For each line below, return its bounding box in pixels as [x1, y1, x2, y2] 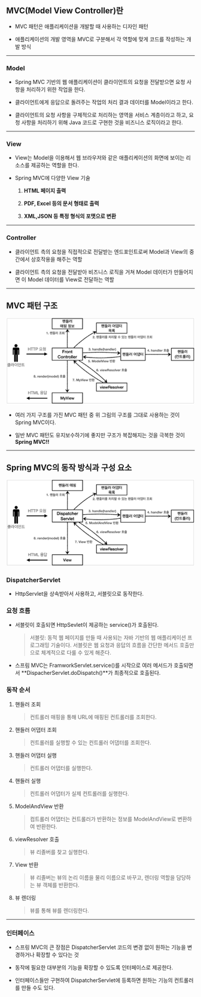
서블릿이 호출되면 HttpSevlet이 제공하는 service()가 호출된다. [14, 621, 159, 629]
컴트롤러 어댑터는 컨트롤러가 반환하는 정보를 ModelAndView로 [29, 815, 176, 822]
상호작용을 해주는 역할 [31, 256, 83, 263]
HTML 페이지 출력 [23, 187, 66, 194]
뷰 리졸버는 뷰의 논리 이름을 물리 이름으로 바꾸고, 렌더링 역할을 [29, 873, 175, 881]
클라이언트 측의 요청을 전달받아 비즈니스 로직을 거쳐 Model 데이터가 [14, 268, 173, 275]
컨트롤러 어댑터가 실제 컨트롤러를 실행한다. [29, 789, 130, 797]
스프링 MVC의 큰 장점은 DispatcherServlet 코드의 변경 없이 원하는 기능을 [14, 944, 187, 951]
